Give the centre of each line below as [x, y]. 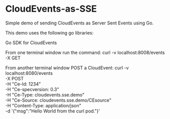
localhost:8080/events [29, 73]
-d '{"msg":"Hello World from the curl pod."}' [53, 111]
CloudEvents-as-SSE [51, 9]
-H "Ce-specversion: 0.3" [32, 89]
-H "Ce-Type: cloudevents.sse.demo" [45, 95]
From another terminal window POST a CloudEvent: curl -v [67, 68]
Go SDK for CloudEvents [31, 42]
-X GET [13, 58]
